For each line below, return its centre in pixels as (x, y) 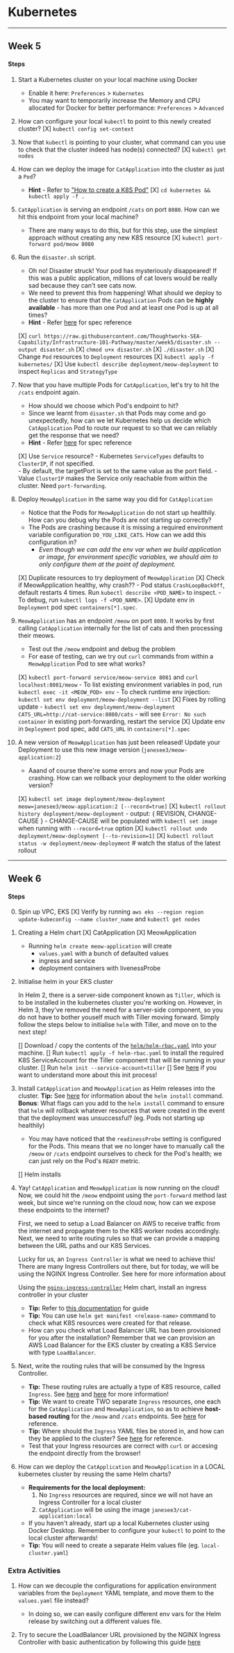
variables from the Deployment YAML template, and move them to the (116, 1593)
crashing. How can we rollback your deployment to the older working (127, 778)
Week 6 (25, 879)
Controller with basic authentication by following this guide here (109, 1642)
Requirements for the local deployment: (87, 1488)
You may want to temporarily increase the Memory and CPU (114, 100)
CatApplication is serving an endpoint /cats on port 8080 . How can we (119, 209)
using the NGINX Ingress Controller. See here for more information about (122, 1274)
